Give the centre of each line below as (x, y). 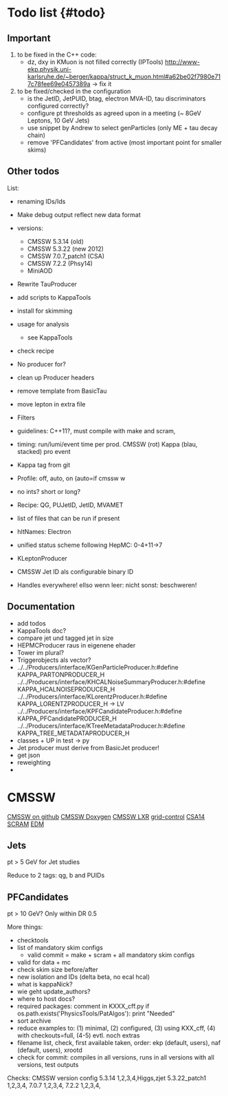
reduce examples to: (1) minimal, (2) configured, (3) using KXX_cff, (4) (116, 1028)
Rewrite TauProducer (47, 284)
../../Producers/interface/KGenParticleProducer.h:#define (98, 667)
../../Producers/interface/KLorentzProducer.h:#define (92, 696)
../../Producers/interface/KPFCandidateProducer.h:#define (100, 711)
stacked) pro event (44, 451)
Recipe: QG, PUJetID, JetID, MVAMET (70, 505)
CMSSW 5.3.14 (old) (55, 241)
